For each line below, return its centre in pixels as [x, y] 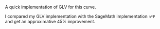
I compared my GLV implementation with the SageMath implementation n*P [80, 16]
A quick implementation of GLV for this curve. [51, 7]
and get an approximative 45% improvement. [50, 22]
